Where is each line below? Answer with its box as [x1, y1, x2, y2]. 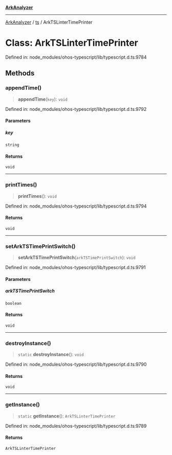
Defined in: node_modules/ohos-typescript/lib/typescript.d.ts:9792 [5, 106, 147, 112]
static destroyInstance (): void [17, 351, 84, 357]
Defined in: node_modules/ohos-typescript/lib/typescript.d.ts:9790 [5, 362, 147, 368]
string [5, 142, 19, 148]
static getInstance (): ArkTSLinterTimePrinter [17, 413, 116, 419]
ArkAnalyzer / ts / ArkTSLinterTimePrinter [5, 19, 93, 25]
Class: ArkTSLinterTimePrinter [5, 37, 138, 49]
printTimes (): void [17, 193, 57, 199]
